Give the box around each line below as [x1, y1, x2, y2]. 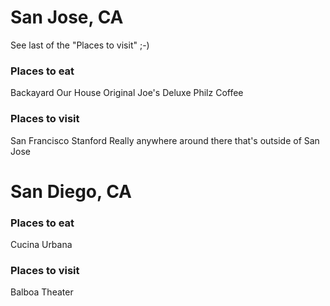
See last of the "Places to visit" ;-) [10, 39, 150, 51]
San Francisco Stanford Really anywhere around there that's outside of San [10, 134, 320, 146]
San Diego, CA [10, 180, 132, 203]
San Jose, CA [10, 6, 124, 29]
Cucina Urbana [10, 239, 73, 251]
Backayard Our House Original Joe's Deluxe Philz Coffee [10, 87, 244, 99]
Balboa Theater [10, 286, 74, 298]
